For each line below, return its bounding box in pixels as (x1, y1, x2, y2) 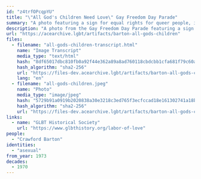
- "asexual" (11, 147, 42, 153)
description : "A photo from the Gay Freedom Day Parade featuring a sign (6, 25, 194, 32)
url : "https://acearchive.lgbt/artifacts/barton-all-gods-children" (6, 31, 181, 37)
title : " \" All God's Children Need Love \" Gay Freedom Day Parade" (6, 14, 178, 20)
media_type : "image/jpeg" (17, 92, 82, 98)
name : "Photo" (17, 87, 52, 92)
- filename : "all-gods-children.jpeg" (11, 81, 109, 87)
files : (6, 36, 23, 42)
